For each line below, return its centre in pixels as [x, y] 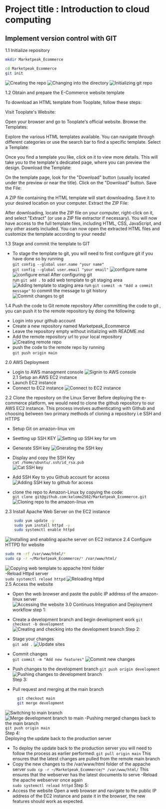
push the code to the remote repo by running [58, 347]
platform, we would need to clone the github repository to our [91, 403]
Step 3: [20, 680]
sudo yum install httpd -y [42, 525]
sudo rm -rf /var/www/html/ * [35, 554]
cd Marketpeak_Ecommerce [31, 69]
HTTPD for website [25, 545]
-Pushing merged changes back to [120, 718]
